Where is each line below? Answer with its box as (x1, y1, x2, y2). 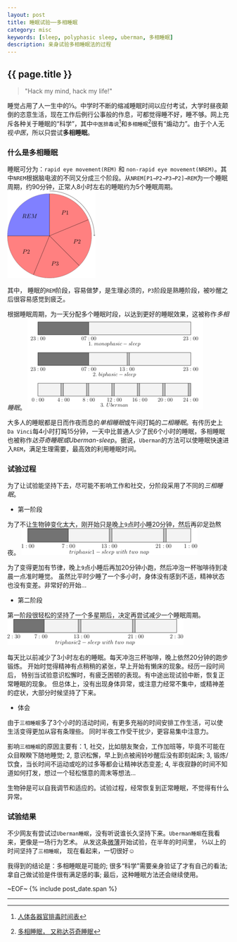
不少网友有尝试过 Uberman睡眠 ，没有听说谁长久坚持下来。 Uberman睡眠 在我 (7, 829, 214, 838)
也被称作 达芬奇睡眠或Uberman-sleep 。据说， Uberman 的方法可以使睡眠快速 (7, 436, 223, 444)
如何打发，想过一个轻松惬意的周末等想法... (13, 769, 136, 777)
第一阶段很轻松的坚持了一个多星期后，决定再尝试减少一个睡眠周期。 (7, 611, 205, 620)
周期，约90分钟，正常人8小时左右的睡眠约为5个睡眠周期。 (7, 182, 177, 190)
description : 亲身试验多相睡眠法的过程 (7, 41, 111, 49)
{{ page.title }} (7, 68, 72, 80)
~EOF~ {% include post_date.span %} (7, 885, 117, 893)
